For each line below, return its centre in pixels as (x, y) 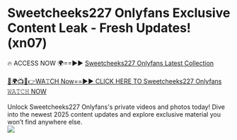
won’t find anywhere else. (45, 122)
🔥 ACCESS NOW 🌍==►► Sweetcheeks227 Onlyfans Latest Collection (111, 63)
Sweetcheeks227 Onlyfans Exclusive (119, 13)
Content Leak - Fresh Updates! (99, 28)
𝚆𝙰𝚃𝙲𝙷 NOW (27, 91)
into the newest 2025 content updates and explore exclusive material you (114, 114)
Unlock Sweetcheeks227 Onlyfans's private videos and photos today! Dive (116, 107)
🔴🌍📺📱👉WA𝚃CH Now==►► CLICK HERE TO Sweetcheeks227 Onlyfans (115, 81)
